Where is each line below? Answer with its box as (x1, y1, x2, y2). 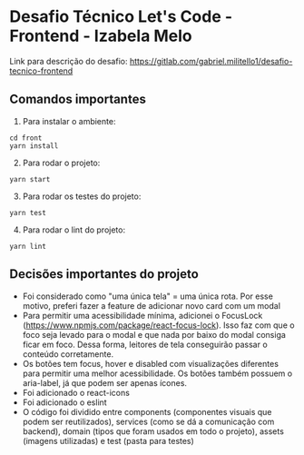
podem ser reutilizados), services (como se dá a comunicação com (22, 416, 275, 427)
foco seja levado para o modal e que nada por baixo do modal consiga (22, 329, 286, 340)
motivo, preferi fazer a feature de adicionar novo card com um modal (22, 300, 281, 311)
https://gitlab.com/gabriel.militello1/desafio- (129, 55, 293, 66)
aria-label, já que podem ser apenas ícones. (22, 377, 188, 388)
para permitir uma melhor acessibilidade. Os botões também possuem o (22, 368, 293, 379)
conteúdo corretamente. (22, 348, 114, 360)
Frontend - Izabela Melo (9, 25, 192, 46)
